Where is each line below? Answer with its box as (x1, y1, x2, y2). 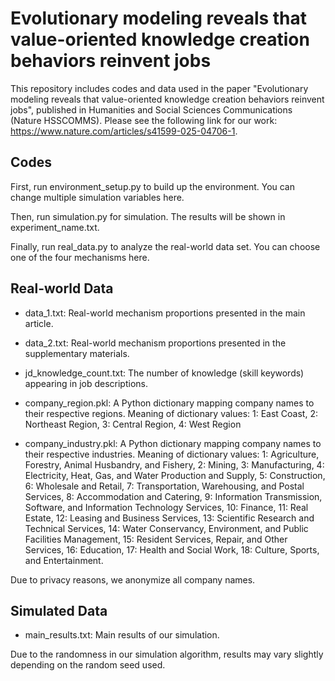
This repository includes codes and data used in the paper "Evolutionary (10, 82, 309, 94)
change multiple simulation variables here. (10, 191, 185, 203)
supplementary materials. (24, 347, 130, 359)
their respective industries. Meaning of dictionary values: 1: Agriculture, (24, 448, 320, 460)
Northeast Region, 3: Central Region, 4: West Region (24, 418, 242, 430)
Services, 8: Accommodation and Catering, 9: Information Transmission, (24, 490, 323, 502)
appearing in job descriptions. (24, 377, 149, 389)
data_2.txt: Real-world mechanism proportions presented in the (24, 337, 287, 349)
